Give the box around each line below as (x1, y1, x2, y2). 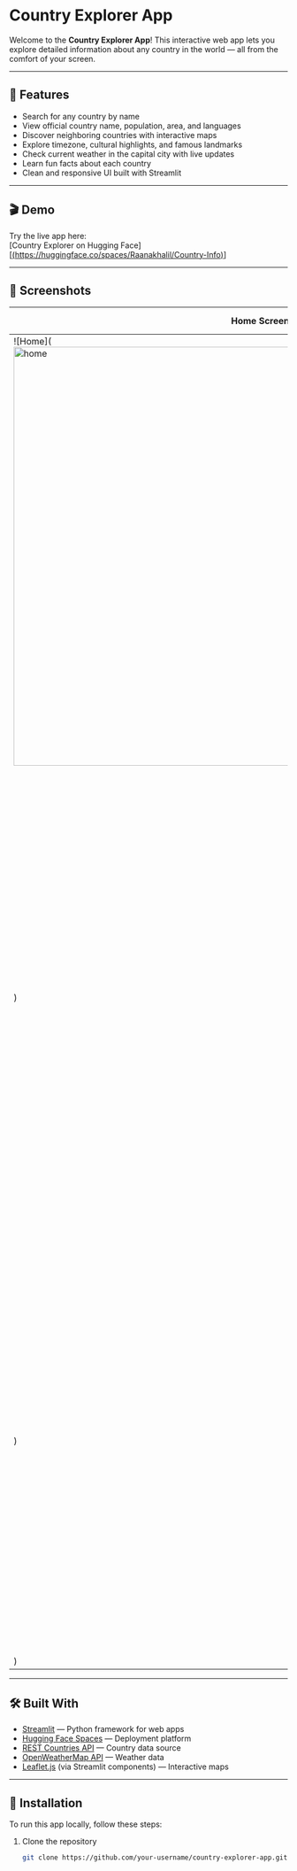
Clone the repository (21, 1836, 97, 1846)
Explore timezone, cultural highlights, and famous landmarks (21, 139, 243, 150)
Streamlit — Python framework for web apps (21, 1724, 185, 1735)
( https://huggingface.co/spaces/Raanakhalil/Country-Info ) (11, 249, 224, 259)
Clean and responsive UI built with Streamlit (21, 167, 182, 178)
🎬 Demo (9, 203, 56, 218)
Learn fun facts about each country (21, 158, 152, 168)
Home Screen (231, 315, 290, 328)
